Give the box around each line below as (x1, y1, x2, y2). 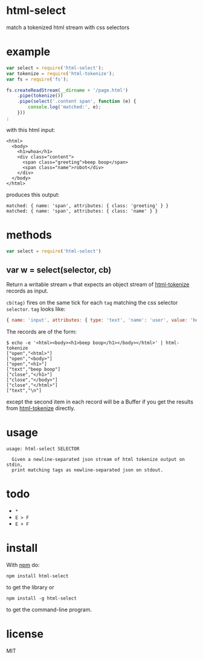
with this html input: (6, 126, 56, 133)
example (6, 45, 51, 59)
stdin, (6, 462, 23, 468)
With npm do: (6, 561, 40, 569)
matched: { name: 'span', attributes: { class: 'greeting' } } (6, 202, 169, 209)
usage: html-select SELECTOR (6, 446, 80, 452)
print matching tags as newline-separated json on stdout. (11, 467, 164, 473)
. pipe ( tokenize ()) (17, 93, 63, 99)
